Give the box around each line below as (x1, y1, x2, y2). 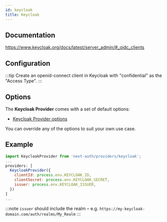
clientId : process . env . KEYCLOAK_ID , (14, 173, 92, 178)
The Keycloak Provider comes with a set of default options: (5, 106, 130, 112)
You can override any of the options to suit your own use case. (5, 125, 136, 132)
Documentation (5, 31, 56, 40)
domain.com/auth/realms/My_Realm (5, 211, 76, 217)
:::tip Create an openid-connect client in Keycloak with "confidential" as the (5, 72, 162, 79)
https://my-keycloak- (99, 206, 145, 211)
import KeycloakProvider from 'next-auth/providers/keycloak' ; (5, 154, 142, 159)
